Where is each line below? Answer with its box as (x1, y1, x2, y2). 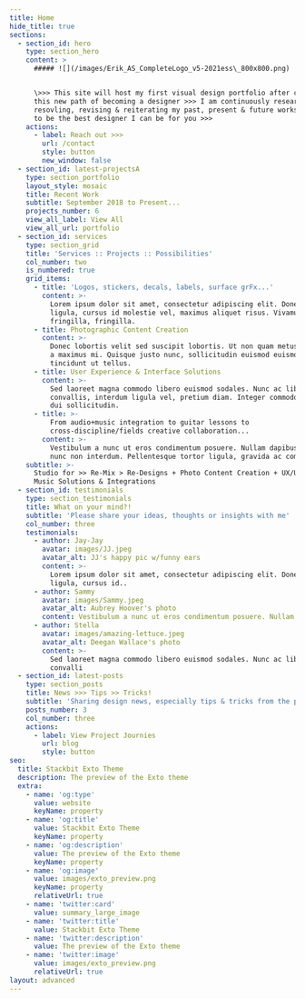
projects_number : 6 (25, 206, 100, 216)
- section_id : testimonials (17, 485, 124, 495)
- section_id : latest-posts (17, 672, 124, 681)
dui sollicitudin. (49, 401, 120, 410)
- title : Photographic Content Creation (33, 325, 189, 335)
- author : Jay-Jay (33, 536, 103, 545)
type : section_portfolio (25, 173, 120, 182)
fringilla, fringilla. (49, 316, 136, 325)
